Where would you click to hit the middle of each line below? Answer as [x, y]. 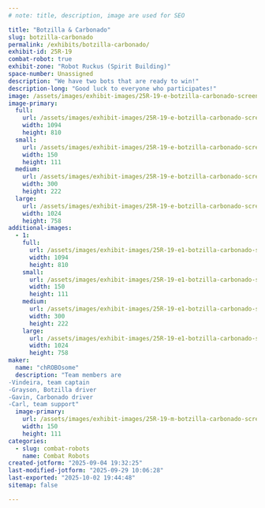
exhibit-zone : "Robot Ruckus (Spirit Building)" [90, 67]
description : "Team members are [69, 375]
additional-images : [40, 228]
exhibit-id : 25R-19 [40, 52]
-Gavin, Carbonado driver [50, 397]
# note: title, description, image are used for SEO [97, 15]
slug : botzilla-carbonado [50, 37]
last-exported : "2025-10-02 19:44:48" [72, 478]
